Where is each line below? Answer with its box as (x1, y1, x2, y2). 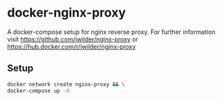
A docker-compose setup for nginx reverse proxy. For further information (7, 28, 216, 36)
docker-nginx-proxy (7, 5, 126, 21)
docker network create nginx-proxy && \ (7, 81, 126, 88)
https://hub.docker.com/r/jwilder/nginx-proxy (7, 42, 136, 50)
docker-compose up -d (7, 87, 70, 94)
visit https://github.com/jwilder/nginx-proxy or (7, 35, 138, 43)
